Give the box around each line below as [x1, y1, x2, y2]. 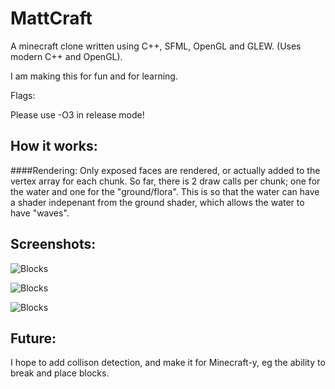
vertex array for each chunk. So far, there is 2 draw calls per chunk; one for [10, 175, 321, 187]
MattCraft [10, 7, 93, 30]
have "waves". [10, 207, 70, 219]
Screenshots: [10, 236, 97, 253]
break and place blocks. [10, 367, 110, 379]
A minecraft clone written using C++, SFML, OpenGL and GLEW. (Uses [10, 40, 302, 52]
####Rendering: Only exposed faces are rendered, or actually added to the [10, 164, 321, 176]
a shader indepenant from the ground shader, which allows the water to [10, 196, 305, 208]
